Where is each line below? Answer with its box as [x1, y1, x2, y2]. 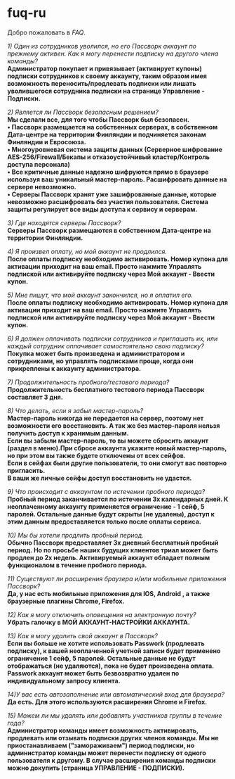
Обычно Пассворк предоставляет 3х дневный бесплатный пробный [7, 538, 219, 547]
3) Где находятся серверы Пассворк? [7, 218, 121, 227]
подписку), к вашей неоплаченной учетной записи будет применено [7, 646, 221, 655]
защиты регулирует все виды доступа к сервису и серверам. [7, 205, 198, 213]
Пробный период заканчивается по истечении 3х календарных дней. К [7, 495, 229, 503]
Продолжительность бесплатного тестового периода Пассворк [7, 385, 205, 393]
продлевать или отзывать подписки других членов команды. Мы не [7, 733, 219, 742]
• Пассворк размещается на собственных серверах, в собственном [7, 122, 218, 131]
